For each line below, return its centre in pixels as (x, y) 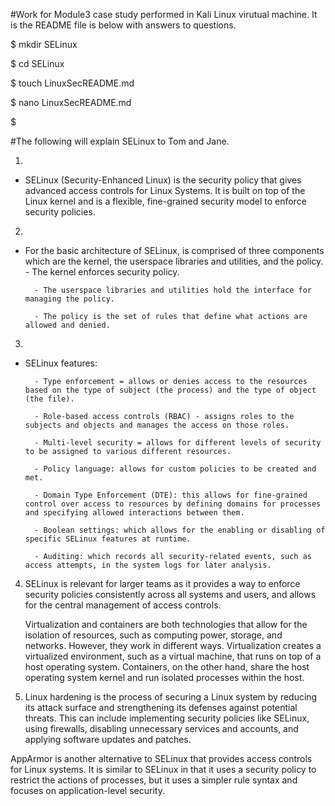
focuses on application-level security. (87, 790)
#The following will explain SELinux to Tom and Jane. (120, 141)
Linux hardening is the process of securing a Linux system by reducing (171, 697)
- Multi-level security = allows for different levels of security (178, 443)
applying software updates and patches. (108, 739)
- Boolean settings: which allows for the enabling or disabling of (180, 530)
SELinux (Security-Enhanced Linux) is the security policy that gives (163, 180)
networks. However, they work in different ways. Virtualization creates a (173, 645)
